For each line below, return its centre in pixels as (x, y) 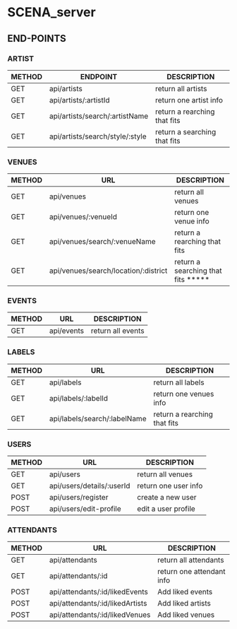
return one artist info (189, 100)
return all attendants (191, 560)
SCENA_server (52, 12)
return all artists (181, 88)
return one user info (170, 486)
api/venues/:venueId (83, 217)
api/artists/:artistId (80, 100)
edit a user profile (166, 509)
